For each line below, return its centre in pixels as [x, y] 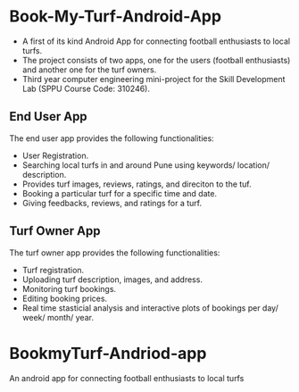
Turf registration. [53, 270]
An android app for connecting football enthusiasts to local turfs [127, 378]
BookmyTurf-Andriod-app [108, 353]
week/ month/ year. [58, 317]
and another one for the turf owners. [89, 70]
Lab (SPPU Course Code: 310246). [86, 88]
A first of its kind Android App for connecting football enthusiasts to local [156, 41]
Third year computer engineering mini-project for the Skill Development [154, 79]
